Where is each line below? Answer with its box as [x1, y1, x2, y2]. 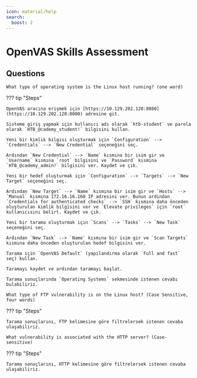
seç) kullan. [6, 256, 38, 262]
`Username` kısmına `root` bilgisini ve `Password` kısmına [6, 158, 157, 164]
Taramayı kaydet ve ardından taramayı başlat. [6, 266, 123, 272]
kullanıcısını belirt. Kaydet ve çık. [6, 209, 101, 216]
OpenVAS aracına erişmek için [6, 106, 81, 112]
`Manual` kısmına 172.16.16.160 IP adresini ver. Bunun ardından [6, 194, 170, 200]
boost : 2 [11, 19, 33, 25]
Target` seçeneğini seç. [6, 178, 67, 184]
